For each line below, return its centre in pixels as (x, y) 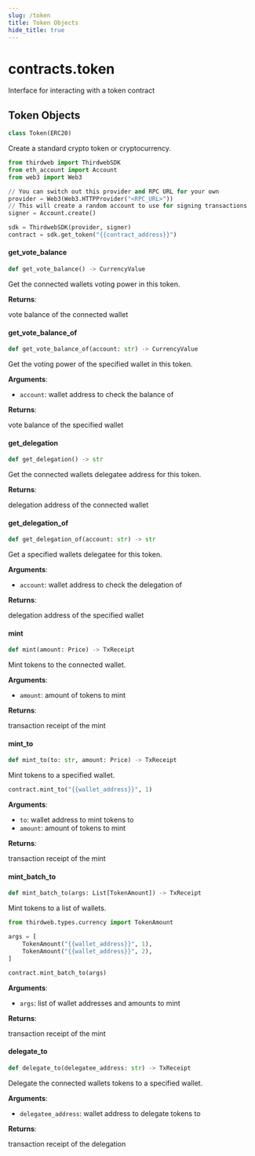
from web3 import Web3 (45, 177)
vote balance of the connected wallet (68, 314)
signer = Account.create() (52, 213)
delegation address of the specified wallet (76, 615)
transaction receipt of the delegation (67, 1143)
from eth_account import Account (63, 170)
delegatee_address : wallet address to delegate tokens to (110, 1113)
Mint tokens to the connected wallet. (67, 665)
